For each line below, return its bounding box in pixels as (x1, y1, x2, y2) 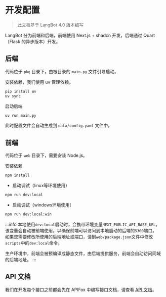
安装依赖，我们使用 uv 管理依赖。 (5, 79, 74, 85)
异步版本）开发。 (25, 38, 61, 45)
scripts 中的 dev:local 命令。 (5, 240, 63, 246)
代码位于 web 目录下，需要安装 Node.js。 (5, 152, 87, 158)
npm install (5, 173, 30, 178)
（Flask (5, 38, 21, 45)
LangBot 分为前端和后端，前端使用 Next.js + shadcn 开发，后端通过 (5, 32, 142, 38)
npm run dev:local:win (5, 211, 52, 217)
